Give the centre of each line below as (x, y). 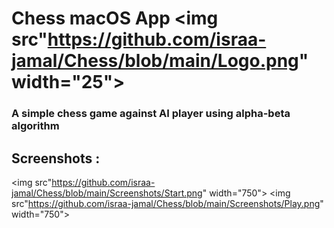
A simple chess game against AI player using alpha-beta (151, 114)
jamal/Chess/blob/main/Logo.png (155, 61)
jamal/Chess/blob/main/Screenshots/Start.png (107, 193)
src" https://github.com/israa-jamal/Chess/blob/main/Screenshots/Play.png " (167, 203)
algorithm (35, 126)
